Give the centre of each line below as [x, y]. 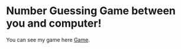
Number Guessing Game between [91, 11]
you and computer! [54, 23]
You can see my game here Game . [48, 40]
